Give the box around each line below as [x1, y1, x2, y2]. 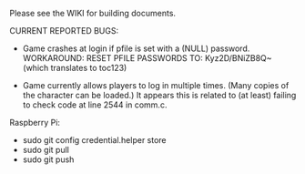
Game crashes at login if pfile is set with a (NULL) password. [22, 43, 250, 54]
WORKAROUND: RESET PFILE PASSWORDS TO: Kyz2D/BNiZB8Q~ [22, 53, 272, 63]
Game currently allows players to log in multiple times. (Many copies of [22, 80, 290, 90]
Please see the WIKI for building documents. [9, 8, 176, 18]
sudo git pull [22, 145, 70, 155]
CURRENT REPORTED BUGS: [9, 26, 119, 36]
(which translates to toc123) [22, 63, 127, 73]
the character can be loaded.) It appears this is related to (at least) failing [22, 90, 297, 100]
